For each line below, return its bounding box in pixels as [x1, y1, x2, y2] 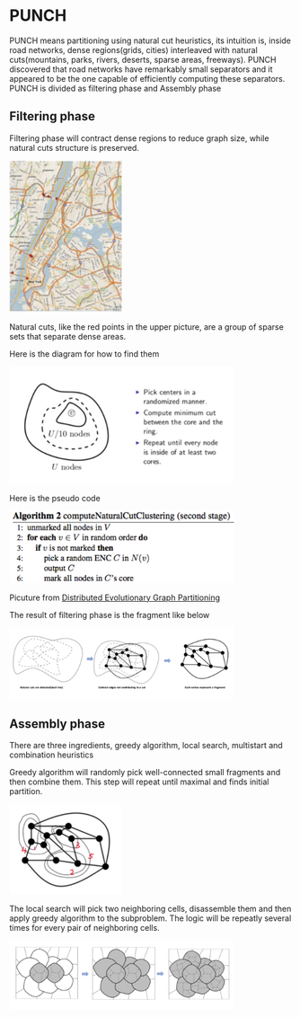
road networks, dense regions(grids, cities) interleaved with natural [9, 44, 258, 55]
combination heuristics [9, 749, 94, 760]
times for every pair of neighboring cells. [9, 922, 160, 933]
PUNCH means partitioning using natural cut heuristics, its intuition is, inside [9, 35, 292, 46]
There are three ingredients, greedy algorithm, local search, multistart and [9, 740, 283, 751]
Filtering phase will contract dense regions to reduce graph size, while [9, 132, 269, 144]
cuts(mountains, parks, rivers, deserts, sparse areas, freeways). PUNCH [9, 54, 277, 65]
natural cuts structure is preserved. [9, 142, 139, 153]
